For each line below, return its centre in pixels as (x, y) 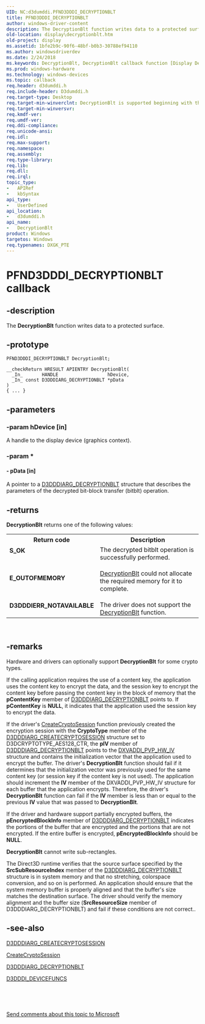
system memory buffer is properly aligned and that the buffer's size (91, 890)
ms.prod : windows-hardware (41, 69)
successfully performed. (135, 557)
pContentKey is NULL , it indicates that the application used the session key (101, 705)
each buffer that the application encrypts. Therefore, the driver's (88, 789)
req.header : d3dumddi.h (37, 86)
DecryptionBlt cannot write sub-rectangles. (62, 852)
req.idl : (17, 137)
